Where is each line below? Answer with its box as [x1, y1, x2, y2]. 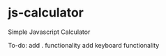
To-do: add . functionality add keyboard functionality [8, 41, 160, 49]
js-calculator [8, 5, 84, 21]
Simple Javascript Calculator [8, 28, 91, 36]
